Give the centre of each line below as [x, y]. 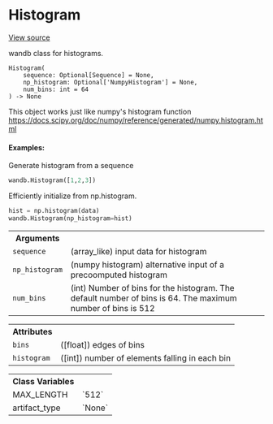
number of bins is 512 [113, 308]
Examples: [26, 147]
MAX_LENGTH [40, 394]
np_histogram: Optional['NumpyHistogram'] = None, [110, 82]
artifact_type [37, 408]
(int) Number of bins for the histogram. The [152, 288]
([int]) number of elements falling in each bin [146, 357]
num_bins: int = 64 [56, 89]
